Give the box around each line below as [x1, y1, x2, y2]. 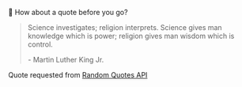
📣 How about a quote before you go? [8, 8, 128, 17]
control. [27, 40, 53, 49]
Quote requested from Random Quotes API [8, 70, 148, 79]
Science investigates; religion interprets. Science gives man [27, 23, 223, 32]
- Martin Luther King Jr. [27, 55, 104, 64]
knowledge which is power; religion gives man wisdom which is [27, 32, 235, 40]
